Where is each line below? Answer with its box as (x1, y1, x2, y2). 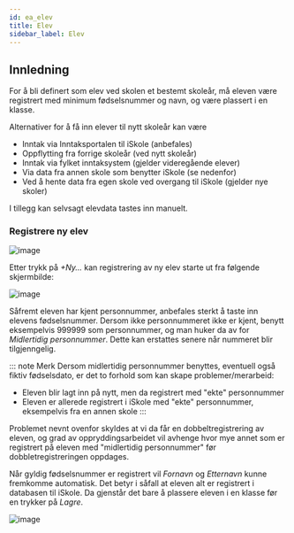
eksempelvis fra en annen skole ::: (21, 406, 147, 417)
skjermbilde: (9, 272, 55, 282)
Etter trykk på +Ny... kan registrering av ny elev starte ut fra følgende (9, 262, 260, 273)
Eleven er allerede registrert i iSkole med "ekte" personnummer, (21, 397, 254, 407)
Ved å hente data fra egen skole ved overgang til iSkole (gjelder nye (21, 176, 268, 187)
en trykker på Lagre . (9, 497, 84, 507)
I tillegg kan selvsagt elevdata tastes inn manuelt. (9, 203, 188, 213)
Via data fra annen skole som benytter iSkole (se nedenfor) (21, 167, 237, 178)
